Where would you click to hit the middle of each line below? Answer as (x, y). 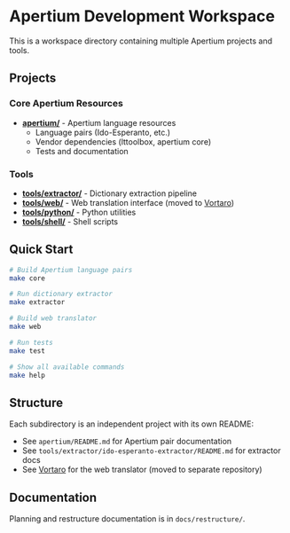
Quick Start (41, 250)
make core (27, 278)
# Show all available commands (67, 367)
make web (25, 327)
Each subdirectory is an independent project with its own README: (132, 424)
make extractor (37, 302)
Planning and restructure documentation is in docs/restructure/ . (127, 519)
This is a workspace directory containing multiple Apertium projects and (141, 41)
